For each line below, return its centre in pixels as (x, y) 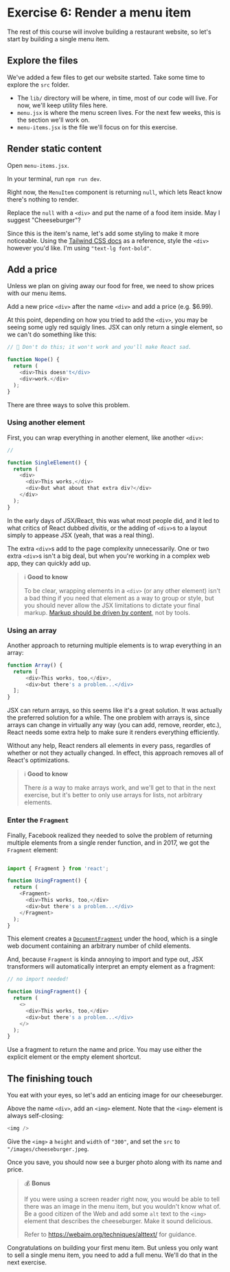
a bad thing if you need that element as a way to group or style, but (119, 598)
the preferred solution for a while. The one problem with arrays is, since (108, 718)
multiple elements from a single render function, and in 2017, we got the (108, 842)
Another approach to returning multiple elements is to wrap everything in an (114, 645)
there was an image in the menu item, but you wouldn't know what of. (122, 1206)
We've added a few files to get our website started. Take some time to (106, 77)
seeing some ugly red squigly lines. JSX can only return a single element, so (115, 327)
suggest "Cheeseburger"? (44, 220)
